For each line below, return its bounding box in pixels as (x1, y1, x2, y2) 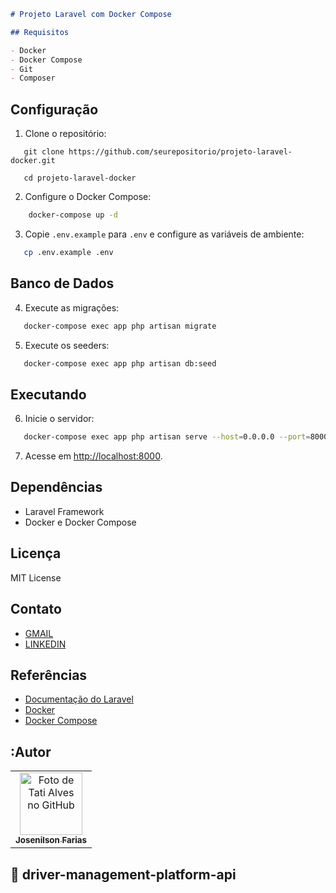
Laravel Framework (24, 505, 105, 517)
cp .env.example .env (23, 247, 114, 257)
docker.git (10, 156, 56, 166)
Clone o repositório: (24, 128, 107, 140)
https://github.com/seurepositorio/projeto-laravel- (68, 147, 293, 157)
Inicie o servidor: (24, 413, 95, 425)
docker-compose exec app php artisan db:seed (23, 358, 217, 369)
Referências (10, 666, 88, 684)
